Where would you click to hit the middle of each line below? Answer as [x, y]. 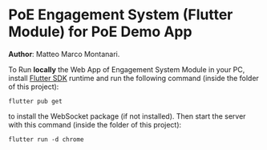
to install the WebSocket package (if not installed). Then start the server [127, 116]
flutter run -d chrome [46, 139]
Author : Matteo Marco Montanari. [64, 54]
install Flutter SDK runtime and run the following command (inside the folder [133, 78]
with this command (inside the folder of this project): [95, 124]
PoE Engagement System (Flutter [121, 15]
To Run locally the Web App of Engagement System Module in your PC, [127, 69]
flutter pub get [35, 101]
